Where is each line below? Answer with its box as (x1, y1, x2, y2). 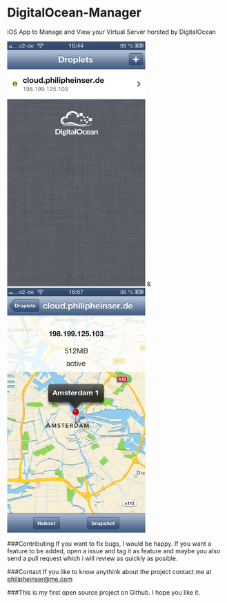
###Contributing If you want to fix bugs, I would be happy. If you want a (7, 540, 212, 548)
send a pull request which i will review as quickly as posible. (7, 554, 178, 562)
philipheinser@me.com (7, 575, 73, 583)
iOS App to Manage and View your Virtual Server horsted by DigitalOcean (7, 28, 216, 36)
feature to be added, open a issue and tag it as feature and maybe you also (7, 546, 221, 555)
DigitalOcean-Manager (7, 5, 141, 21)
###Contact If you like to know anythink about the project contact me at (7, 567, 212, 575)
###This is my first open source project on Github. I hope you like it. (7, 588, 201, 596)
